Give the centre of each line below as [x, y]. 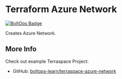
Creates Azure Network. [31, 33]
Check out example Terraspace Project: [47, 61]
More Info [21, 49]
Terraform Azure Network [61, 9]
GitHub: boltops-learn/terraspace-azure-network [64, 71]
